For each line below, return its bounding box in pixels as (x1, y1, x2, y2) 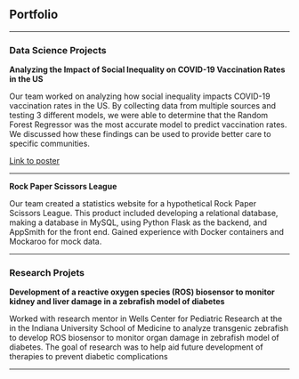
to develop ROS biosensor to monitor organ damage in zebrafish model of (9, 333, 280, 343)
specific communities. (9, 138, 91, 149)
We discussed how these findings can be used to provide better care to (9, 129, 271, 140)
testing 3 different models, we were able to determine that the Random (9, 110, 269, 121)
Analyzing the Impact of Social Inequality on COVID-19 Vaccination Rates (9, 64, 286, 75)
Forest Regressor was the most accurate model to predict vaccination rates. (9, 119, 287, 130)
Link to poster (9, 156, 61, 166)
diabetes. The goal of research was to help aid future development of (9, 342, 264, 352)
